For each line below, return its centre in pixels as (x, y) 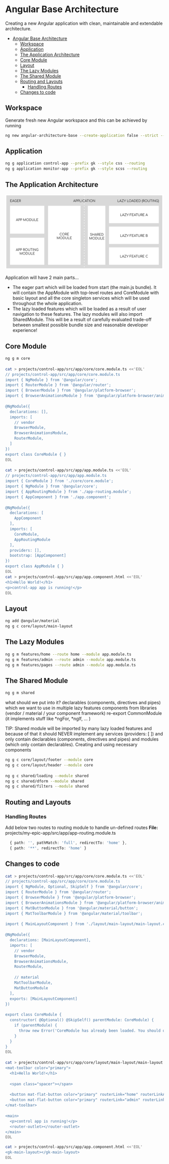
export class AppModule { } (35, 566)
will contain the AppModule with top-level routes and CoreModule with (86, 293)
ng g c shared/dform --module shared (45, 781)
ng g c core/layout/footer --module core (49, 760)
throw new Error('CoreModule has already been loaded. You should (90, 1031)
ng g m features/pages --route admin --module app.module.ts (71, 665)
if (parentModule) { (36, 1026)
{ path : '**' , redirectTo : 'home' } (48, 848)
